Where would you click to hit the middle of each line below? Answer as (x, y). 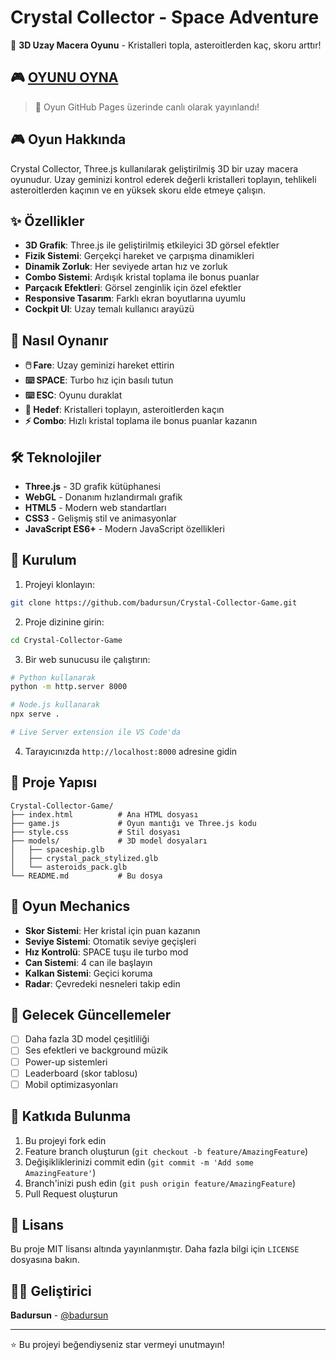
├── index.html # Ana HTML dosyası (104, 814)
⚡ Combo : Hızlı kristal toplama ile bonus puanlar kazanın (141, 421)
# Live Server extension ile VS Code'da (96, 732)
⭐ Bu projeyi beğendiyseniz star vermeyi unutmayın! (117, 1345)
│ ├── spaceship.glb (57, 849)
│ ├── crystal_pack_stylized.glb (84, 858)
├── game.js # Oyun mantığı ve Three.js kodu (133, 823)
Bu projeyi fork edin (65, 1140)
